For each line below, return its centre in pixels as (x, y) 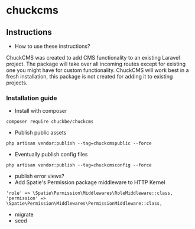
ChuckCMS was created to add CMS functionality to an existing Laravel (93, 58)
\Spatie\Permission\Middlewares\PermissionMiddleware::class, (84, 204)
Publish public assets (40, 133)
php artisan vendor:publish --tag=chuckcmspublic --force (79, 143)
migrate (24, 215)
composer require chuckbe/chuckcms (50, 122)
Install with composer (41, 111)
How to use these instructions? (52, 46)
